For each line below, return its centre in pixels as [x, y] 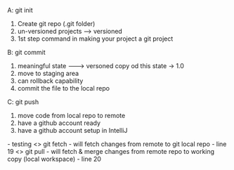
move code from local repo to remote [71, 116]
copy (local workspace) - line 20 [54, 159]
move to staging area [48, 73]
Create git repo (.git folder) [56, 24]
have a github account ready [59, 123]
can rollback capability [50, 81]
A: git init [20, 10]
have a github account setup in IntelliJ [72, 130]
